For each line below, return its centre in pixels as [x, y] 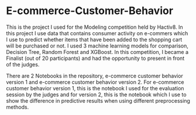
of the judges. [23, 64]
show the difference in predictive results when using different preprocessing [98, 100]
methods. [18, 107]
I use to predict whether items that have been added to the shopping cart [94, 39]
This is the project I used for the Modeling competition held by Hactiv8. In [94, 27]
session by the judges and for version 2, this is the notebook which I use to [96, 94]
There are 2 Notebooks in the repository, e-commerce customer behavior [94, 76]
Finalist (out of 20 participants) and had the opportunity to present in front [95, 58]
